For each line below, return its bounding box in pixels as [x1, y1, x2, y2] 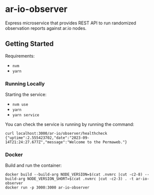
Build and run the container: [5, 163, 62, 169]
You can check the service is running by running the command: [5, 121, 135, 127]
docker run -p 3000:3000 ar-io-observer [5, 185, 90, 190]
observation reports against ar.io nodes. [5, 25, 87, 31]
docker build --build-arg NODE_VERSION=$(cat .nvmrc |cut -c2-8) [5, 172, 143, 177]
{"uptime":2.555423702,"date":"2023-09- [5, 135, 90, 140]
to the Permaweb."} [87, 140, 127, 145]
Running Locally [5, 80, 45, 87]
